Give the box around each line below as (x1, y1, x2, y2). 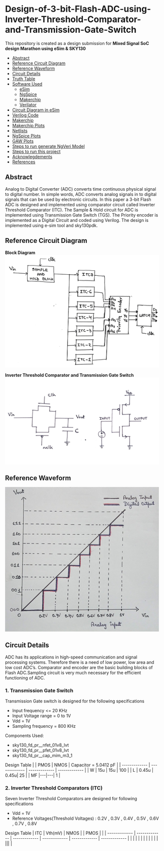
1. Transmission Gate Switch (5, 687, 74, 694)
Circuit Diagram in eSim (12, 107, 60, 113)
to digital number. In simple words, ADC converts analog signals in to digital (5, 191, 157, 197)
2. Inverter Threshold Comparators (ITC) (5, 785, 103, 791)
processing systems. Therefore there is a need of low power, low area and (5, 659, 155, 665)
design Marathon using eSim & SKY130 (5, 45, 86, 51)
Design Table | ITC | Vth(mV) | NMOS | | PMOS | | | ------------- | (5, 830, 136, 836)
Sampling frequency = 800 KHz (12, 723, 76, 729)
